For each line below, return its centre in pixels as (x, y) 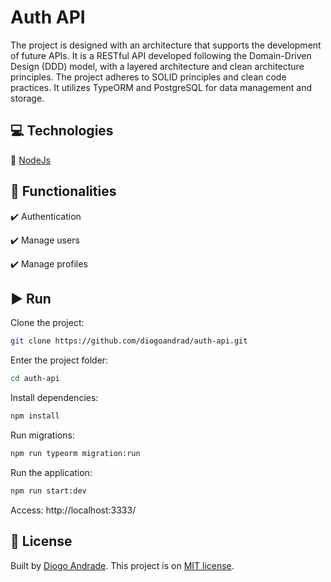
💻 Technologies (62, 131)
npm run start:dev (48, 491)
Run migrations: (42, 435)
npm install (35, 416)
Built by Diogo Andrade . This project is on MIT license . (122, 565)
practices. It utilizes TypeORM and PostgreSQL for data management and (161, 87)
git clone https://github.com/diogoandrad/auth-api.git (129, 341)
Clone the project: (47, 323)
